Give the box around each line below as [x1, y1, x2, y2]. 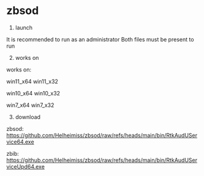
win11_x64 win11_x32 [6, 78, 58, 85]
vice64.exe [6, 138, 35, 145]
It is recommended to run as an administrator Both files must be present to [6, 35, 194, 43]
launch [15, 24, 32, 31]
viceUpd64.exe [6, 163, 45, 170]
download [15, 113, 41, 120]
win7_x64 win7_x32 [6, 101, 55, 109]
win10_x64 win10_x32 [6, 89, 60, 97]
